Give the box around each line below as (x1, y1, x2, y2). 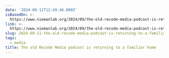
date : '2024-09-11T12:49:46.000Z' (5, 7, 78, 13)
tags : (5, 36, 17, 41)
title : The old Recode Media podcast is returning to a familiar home (5, 45, 156, 50)
